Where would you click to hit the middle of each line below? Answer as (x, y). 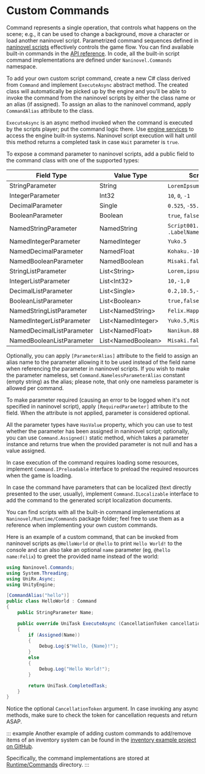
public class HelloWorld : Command (52, 601)
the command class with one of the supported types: (73, 160)
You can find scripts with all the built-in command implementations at (93, 512)
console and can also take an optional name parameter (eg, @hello (88, 549)
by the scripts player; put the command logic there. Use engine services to (100, 129)
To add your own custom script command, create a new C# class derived (99, 78)
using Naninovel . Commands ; (41, 567)
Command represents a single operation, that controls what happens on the (101, 27)
